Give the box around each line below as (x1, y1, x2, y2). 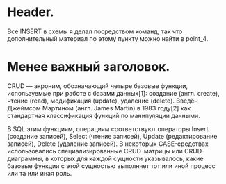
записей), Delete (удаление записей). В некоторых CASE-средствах (7, 140, 209, 148)
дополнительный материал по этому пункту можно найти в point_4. (7, 34, 209, 42)
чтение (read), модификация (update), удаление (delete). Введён (7, 97, 198, 105)
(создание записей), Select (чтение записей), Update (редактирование (7, 132, 218, 140)
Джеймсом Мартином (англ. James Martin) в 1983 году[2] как (7, 103, 191, 112)
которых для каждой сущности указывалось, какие (50, 154, 204, 162)
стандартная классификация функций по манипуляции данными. (7, 111, 200, 119)
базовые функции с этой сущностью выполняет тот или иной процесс (7, 161, 216, 170)
